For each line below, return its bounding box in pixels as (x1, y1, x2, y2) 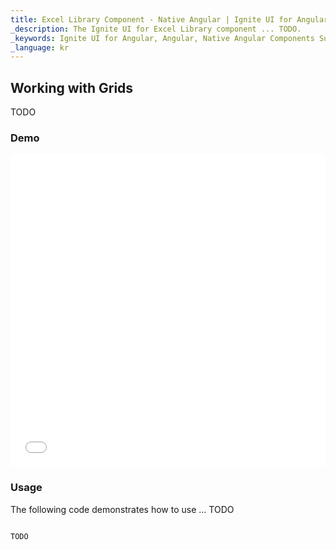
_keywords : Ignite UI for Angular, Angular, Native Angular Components (10, 33, 315, 43)
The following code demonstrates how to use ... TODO (10, 503, 235, 515)
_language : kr (10, 42, 70, 53)
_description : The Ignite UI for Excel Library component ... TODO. (10, 24, 302, 34)
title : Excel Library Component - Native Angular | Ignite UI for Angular (10, 14, 329, 25)
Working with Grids (10, 79, 134, 96)
